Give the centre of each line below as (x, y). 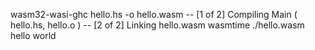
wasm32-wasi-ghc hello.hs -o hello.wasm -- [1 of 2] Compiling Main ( (154, 14)
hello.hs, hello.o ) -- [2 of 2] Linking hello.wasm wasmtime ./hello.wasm (157, 25)
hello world (33, 35)
